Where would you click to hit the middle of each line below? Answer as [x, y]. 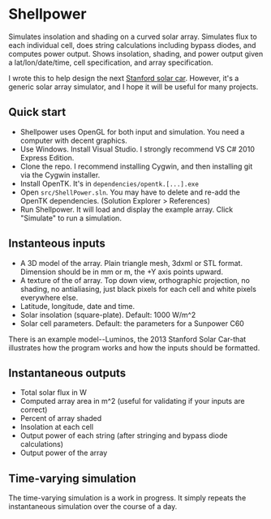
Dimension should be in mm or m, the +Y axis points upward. [121, 272]
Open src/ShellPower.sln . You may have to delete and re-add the [130, 192]
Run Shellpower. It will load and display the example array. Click [127, 209]
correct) [34, 410]
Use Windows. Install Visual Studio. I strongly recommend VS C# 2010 [138, 149]
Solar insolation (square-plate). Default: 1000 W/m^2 [108, 315]
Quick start [37, 112]
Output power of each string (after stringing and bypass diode [124, 435]
